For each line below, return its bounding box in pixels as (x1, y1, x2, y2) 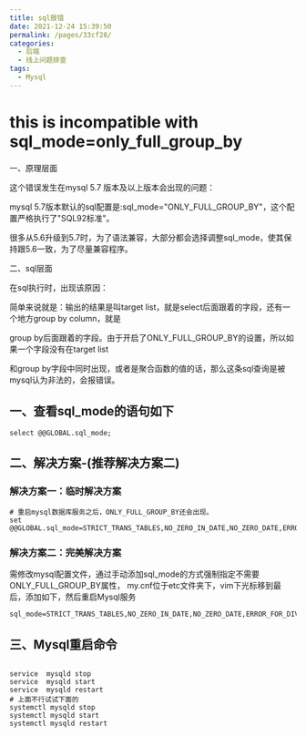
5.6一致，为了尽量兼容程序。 (25, 243, 134, 254)
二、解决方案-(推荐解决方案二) (9, 455, 180, 470)
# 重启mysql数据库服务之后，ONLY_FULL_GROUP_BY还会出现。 (9, 507, 214, 517)
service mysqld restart (9, 685, 104, 695)
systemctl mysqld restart (9, 719, 107, 729)
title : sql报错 (9, 13, 65, 23)
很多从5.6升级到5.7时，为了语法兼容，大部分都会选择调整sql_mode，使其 (9, 231, 284, 242)
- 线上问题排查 (17, 56, 67, 65)
